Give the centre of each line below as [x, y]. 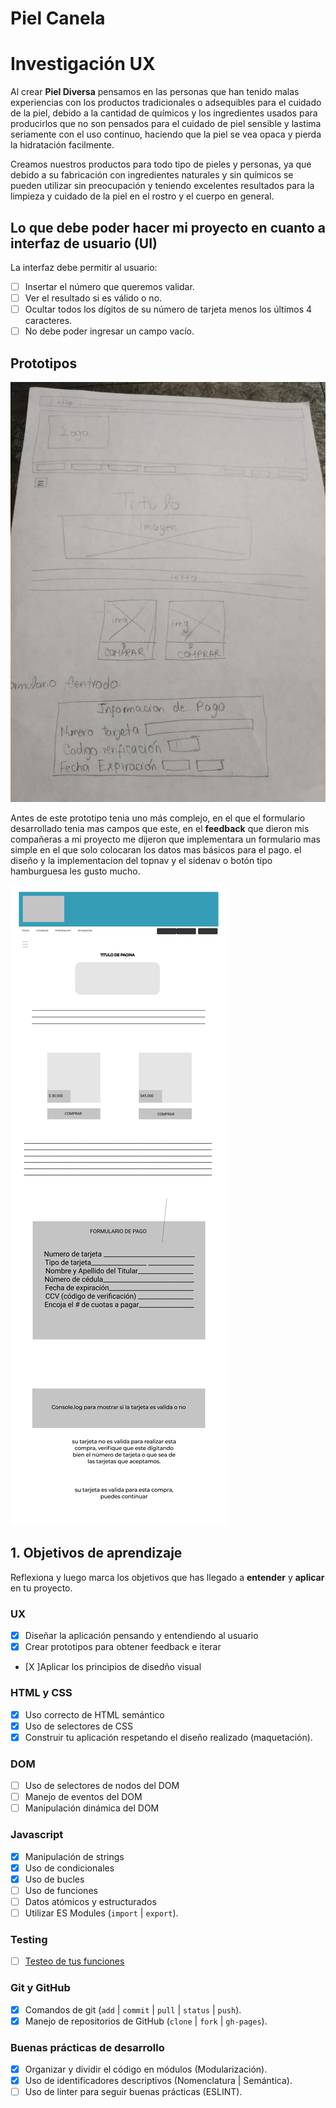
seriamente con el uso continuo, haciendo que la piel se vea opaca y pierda [166, 134]
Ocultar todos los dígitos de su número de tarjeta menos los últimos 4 [168, 309]
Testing [29, 1939]
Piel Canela [58, 18]
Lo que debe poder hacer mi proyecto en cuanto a [168, 227]
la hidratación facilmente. [62, 145]
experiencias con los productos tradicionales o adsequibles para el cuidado [166, 103]
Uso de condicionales [69, 1868]
